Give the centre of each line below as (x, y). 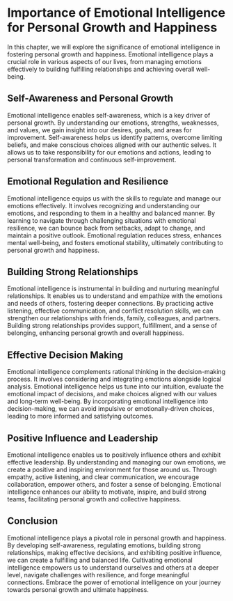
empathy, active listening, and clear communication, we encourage (103, 477)
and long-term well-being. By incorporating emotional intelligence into (108, 401)
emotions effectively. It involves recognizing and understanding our (104, 205)
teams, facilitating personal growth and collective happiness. (94, 499)
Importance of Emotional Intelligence (116, 13)
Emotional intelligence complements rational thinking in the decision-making (116, 372)
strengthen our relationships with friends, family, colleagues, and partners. (114, 318)
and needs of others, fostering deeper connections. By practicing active (110, 304)
